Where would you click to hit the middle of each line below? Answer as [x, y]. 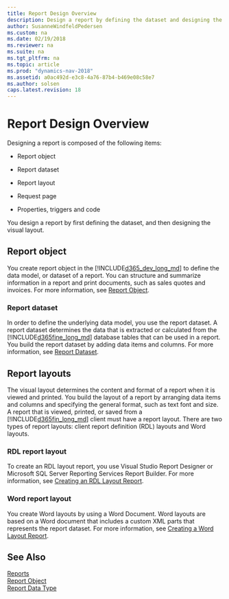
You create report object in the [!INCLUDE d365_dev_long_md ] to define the [113, 268]
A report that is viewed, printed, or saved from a [75, 412]
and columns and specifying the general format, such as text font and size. [113, 404]
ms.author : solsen [33, 84]
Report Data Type [32, 588]
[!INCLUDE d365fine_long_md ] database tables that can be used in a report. [114, 338]
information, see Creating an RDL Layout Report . [75, 481]
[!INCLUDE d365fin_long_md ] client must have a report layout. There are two [115, 419]
